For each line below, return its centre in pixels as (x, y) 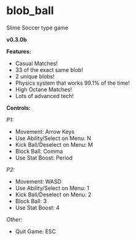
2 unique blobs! (35, 76)
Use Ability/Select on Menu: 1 (52, 188)
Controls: (19, 107)
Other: (14, 219)
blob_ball (30, 11)
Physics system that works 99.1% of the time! (72, 83)
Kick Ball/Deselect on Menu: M (54, 144)
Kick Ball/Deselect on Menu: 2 (53, 195)
